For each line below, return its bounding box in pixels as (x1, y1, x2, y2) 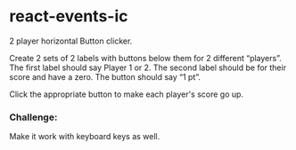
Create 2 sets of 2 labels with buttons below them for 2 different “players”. (9, 52, 283, 63)
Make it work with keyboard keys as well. (9, 131, 160, 142)
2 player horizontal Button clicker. (9, 36, 133, 46)
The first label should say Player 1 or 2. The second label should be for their (9, 62, 287, 73)
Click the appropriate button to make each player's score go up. (9, 89, 243, 99)
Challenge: (9, 111, 58, 123)
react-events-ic (9, 6, 128, 27)
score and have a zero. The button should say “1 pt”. (9, 71, 201, 82)
